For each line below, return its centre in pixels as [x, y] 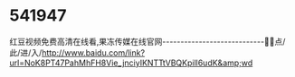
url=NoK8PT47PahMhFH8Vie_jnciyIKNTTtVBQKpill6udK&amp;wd [131, 63]
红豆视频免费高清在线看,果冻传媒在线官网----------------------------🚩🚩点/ [147, 41]
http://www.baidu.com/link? [94, 52]
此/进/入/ [26, 52]
